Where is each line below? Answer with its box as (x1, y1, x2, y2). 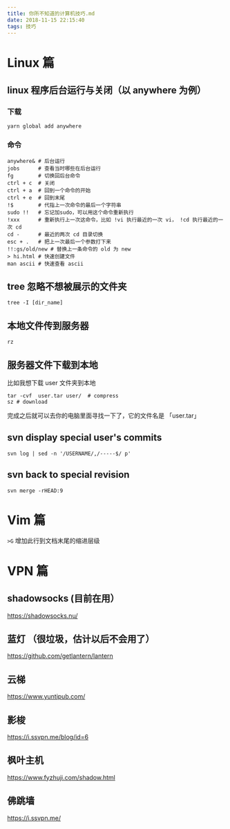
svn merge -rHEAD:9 (7, 487, 64, 494)
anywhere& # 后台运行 (7, 157, 66, 164)
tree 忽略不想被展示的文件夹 (7, 280, 127, 292)
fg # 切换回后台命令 (7, 172, 81, 179)
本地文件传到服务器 (7, 320, 89, 331)
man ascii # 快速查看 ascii (7, 260, 84, 267)
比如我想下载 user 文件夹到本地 (7, 378, 96, 387)
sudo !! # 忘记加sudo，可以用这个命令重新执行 (7, 208, 134, 216)
